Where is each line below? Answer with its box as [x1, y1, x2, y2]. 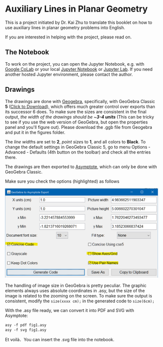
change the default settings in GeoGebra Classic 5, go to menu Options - [5, 144, 150, 150]
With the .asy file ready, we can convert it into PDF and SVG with [5, 308, 134, 313]
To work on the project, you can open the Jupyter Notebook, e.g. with [5, 61, 145, 67]
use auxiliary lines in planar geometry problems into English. [5, 24, 125, 30]
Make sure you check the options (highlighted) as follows [5, 178, 120, 184]
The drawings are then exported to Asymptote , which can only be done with [5, 164, 157, 170]
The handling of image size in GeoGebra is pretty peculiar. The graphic [5, 283, 147, 289]
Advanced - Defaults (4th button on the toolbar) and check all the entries [5, 149, 151, 155]
